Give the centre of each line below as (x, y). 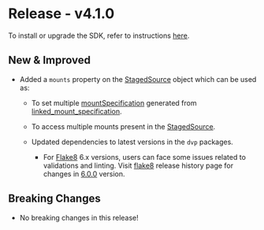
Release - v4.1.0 (61, 14)
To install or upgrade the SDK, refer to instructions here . (99, 35)
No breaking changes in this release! (79, 217)
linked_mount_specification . (76, 111)
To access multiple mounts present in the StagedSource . (123, 126)
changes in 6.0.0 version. (84, 173)
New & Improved (49, 60)
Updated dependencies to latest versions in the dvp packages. (132, 142)
